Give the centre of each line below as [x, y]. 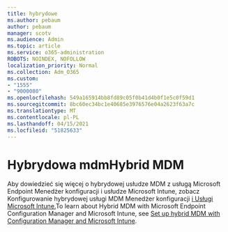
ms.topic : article [34, 46]
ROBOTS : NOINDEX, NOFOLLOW [46, 59]
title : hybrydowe [32, 14]
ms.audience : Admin [36, 40]
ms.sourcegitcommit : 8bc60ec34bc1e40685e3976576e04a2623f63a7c [101, 105]
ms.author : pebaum [34, 20]
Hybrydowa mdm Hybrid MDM [96, 165]
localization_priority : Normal [53, 65]
